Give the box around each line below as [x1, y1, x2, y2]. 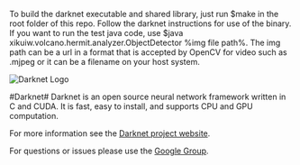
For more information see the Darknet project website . [9, 128, 211, 139]
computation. [9, 111, 59, 121]
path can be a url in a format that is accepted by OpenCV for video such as [9, 47, 287, 58]
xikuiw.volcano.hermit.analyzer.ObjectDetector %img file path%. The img [9, 37, 281, 48]
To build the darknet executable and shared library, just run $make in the [9, 9, 279, 19]
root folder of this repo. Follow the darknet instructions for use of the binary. [9, 18, 292, 29]
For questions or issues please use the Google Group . [9, 145, 209, 156]
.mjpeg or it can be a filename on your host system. [9, 57, 200, 67]
